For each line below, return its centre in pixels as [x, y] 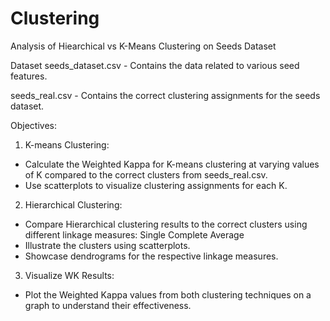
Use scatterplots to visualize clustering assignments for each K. [156, 185]
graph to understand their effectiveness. [108, 305]
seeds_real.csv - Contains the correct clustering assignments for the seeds [165, 95]
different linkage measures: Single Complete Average [134, 234]
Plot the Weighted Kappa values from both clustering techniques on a [168, 294]
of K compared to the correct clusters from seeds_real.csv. [146, 174]
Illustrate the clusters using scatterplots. [107, 245]
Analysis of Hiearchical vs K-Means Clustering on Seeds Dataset [143, 46]
